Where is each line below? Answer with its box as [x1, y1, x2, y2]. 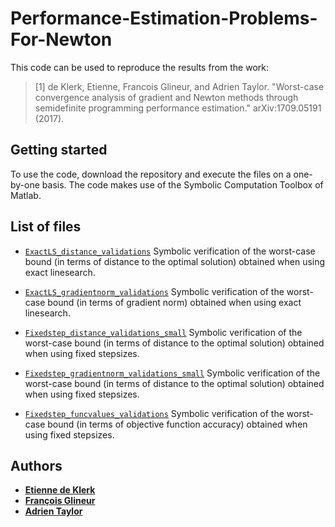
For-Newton [10, 28, 113, 51]
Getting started [10, 142, 108, 159]
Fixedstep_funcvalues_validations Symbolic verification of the [24, 407, 285, 419]
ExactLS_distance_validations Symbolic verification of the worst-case [24, 245, 316, 257]
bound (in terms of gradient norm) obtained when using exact [47, 296, 302, 308]
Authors [10, 457, 63, 474]
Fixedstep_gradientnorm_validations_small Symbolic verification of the [24, 367, 321, 379]
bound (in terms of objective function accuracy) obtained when [47, 418, 308, 430]
